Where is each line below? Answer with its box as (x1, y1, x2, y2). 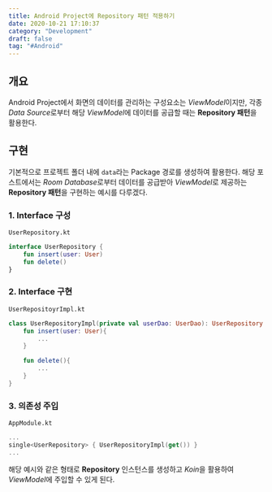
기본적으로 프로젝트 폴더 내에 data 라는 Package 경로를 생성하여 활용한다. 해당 (8, 167, 256, 176)
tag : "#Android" (8, 42, 63, 50)
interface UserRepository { (8, 243, 104, 251)
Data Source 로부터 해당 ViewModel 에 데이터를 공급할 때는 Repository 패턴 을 (8, 107, 257, 117)
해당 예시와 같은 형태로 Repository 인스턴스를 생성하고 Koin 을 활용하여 (8, 464, 234, 474)
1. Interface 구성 (8, 209, 71, 220)
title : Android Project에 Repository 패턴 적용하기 (8, 11, 175, 20)
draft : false (8, 34, 53, 43)
